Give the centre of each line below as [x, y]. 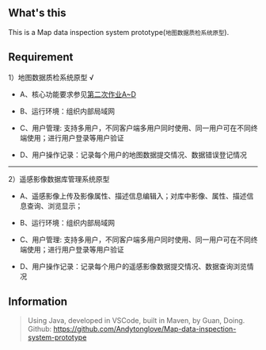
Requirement [41, 58]
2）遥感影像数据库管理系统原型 [59, 179]
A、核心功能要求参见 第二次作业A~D [78, 94]
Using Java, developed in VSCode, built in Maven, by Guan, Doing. [136, 321]
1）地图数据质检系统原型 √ [51, 77]
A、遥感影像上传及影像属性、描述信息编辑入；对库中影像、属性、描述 [133, 196]
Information [38, 302]
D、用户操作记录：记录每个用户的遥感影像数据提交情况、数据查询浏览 [133, 266]
